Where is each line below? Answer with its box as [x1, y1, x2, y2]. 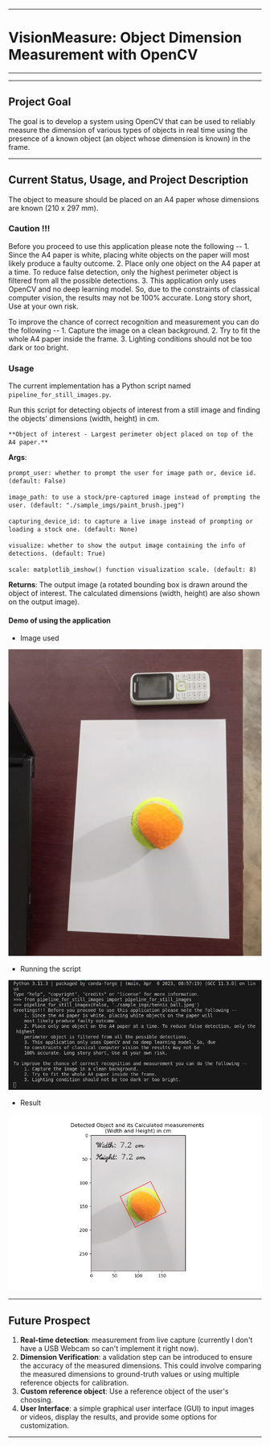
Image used [19, 633, 59, 643]
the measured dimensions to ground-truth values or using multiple [19, 1369, 239, 1379]
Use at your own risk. [8, 301, 79, 311]
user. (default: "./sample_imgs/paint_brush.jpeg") [8, 501, 185, 510]
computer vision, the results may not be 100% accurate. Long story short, [8, 292, 252, 302]
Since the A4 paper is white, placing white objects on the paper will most [8, 250, 250, 259]
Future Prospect [8, 1314, 91, 1328]
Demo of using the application [8, 615, 111, 625]
